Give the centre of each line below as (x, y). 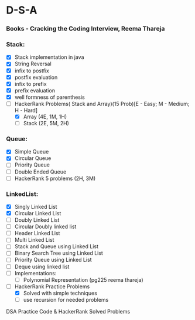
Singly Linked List (36, 206)
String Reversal (33, 64)
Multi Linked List (34, 240)
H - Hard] (26, 110)
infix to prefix (30, 84)
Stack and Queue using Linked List (56, 246)
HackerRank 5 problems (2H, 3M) (55, 178)
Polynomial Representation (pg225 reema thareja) (83, 279)
